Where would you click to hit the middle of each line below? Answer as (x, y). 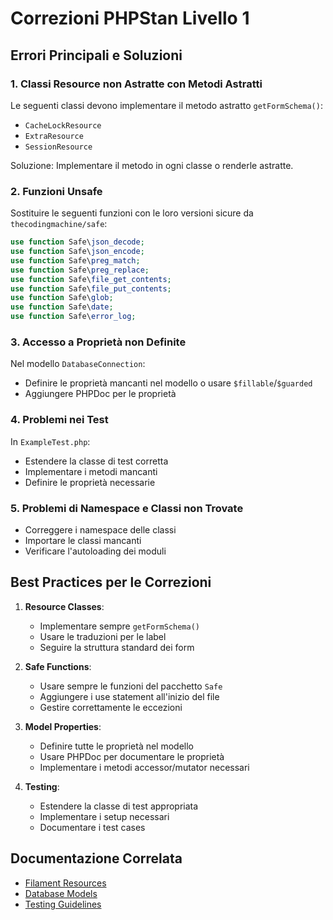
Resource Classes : (64, 606)
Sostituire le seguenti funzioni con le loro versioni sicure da (132, 213)
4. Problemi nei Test (59, 420)
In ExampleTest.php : (50, 441)
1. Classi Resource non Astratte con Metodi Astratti (136, 84)
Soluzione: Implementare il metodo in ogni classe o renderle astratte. (152, 165)
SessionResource (58, 147)
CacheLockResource (63, 125)
